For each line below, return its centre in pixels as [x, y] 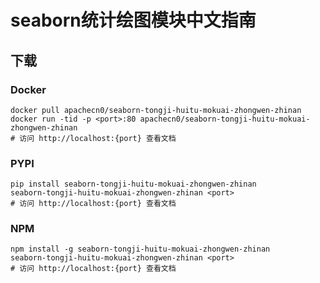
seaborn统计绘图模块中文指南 [133, 20]
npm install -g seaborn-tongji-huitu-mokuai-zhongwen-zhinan [140, 249]
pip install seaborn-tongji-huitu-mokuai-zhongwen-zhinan [133, 184]
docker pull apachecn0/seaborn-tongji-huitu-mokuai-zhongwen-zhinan [156, 110]
